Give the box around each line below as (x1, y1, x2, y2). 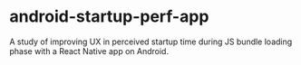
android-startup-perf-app (9, 6, 209, 27)
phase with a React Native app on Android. (9, 45, 170, 56)
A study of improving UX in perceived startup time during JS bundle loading (9, 36, 293, 47)
